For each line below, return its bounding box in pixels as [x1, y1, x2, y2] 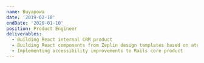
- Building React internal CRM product [12, 37, 113, 43]
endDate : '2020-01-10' [6, 20, 64, 26]
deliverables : [6, 31, 42, 37]
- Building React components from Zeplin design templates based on [12, 43, 189, 49]
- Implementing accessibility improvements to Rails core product [12, 48, 183, 54]
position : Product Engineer [6, 25, 78, 32]
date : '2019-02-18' [6, 14, 56, 20]
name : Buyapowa [6, 8, 45, 15]
